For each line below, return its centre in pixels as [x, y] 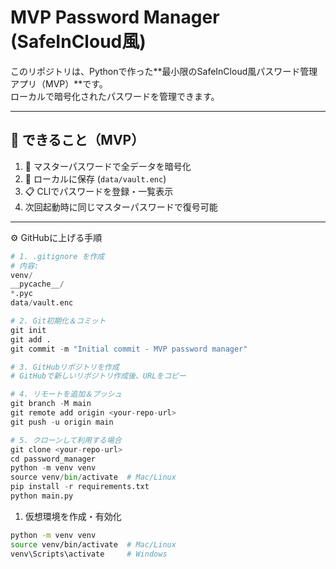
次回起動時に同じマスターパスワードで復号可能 [121, 207]
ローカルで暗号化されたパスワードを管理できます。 [115, 96]
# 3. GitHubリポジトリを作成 [65, 367]
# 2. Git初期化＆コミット [58, 321]
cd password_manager [53, 459]
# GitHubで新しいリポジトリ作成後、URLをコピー [98, 376]
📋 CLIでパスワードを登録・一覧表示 [99, 191]
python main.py [42, 496]
